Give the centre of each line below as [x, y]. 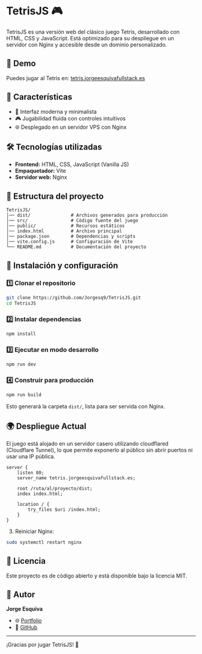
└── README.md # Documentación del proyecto [76, 247]
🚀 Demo [21, 64]
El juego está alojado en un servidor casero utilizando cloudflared [87, 443]
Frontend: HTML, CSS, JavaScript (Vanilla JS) [72, 164]
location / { [33, 504]
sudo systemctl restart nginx [44, 542]
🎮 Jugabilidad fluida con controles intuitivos [70, 118]
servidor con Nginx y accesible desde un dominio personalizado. [87, 45]
